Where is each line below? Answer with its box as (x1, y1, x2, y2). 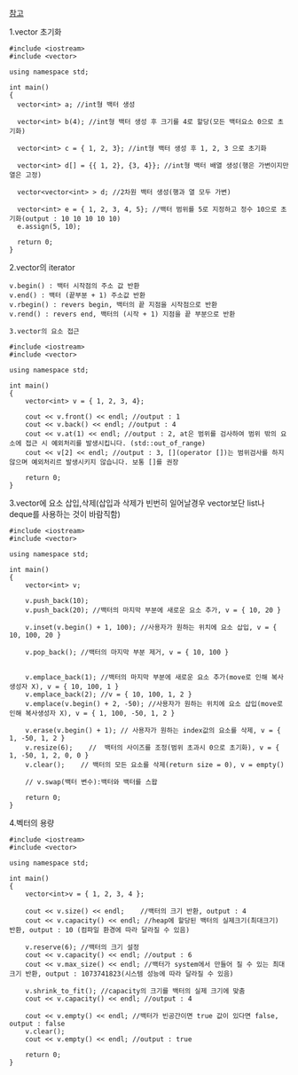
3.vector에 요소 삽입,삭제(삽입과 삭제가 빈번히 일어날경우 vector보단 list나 (9, 498, 265, 508)
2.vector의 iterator (9, 263, 75, 272)
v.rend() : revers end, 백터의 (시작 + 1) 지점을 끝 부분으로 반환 (9, 310, 236, 318)
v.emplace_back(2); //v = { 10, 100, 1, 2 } (25, 690, 192, 699)
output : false (9, 1019, 66, 1028)
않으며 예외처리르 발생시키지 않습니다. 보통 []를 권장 (9, 458, 179, 467)
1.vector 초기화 (9, 27, 62, 37)
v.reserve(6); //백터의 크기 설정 (25, 943, 140, 952)
